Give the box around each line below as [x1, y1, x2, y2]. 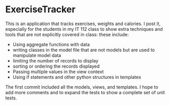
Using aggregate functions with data [12, 41, 90, 47]
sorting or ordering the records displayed [12, 63, 100, 69]
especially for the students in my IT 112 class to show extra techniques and [5, 26, 163, 32]
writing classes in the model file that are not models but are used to [12, 47, 155, 53]
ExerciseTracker [5, 4, 76, 15]
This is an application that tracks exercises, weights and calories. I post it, [5, 20, 161, 27]
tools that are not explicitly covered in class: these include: [5, 31, 129, 37]
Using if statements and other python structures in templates [12, 74, 141, 80]
